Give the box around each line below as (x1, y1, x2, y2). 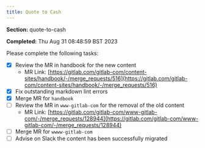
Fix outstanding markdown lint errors (15, 87, 108, 95)
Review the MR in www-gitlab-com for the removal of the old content (15, 102, 185, 109)
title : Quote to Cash (6, 9, 62, 15)
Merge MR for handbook (15, 94, 74, 102)
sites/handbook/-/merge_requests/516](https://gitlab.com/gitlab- (24, 75, 188, 82)
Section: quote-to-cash (6, 26, 66, 33)
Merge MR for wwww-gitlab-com (15, 128, 93, 135)
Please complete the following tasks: (6, 50, 99, 57)
